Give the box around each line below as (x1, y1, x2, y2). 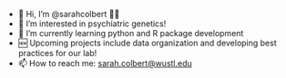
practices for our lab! (17, 48, 97, 58)
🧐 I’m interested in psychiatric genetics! (17, 18, 167, 29)
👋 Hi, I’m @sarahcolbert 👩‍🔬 (17, 9, 120, 19)
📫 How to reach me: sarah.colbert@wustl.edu (17, 58, 193, 68)
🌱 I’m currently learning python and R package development (17, 28, 244, 38)
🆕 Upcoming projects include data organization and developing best (17, 37, 277, 48)
